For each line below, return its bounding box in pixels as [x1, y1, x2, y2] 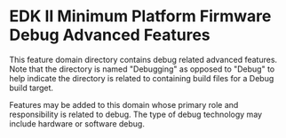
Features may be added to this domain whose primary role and [9, 99, 239, 110]
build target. [9, 82, 54, 93]
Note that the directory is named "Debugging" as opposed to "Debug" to [9, 64, 275, 74]
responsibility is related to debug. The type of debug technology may [9, 109, 263, 119]
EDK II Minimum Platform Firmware [9, 6, 272, 27]
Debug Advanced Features [9, 25, 211, 45]
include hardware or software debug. [9, 118, 145, 129]
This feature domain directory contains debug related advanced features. [9, 54, 278, 65]
